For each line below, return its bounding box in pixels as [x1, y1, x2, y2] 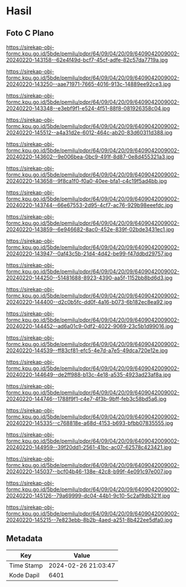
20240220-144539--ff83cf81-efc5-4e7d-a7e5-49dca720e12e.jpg [6, 347, 168, 354]
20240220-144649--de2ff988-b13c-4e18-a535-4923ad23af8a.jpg [6, 371, 171, 378]
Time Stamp [9, 561, 43, 570]
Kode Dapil [9, 571, 40, 579]
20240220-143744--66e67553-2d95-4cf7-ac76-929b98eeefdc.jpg [6, 201, 174, 209]
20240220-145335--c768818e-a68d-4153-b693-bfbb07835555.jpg [6, 420, 174, 427]
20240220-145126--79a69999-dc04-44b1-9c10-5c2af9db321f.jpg [6, 492, 171, 499]
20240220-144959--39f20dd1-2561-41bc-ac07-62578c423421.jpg [6, 444, 172, 451]
